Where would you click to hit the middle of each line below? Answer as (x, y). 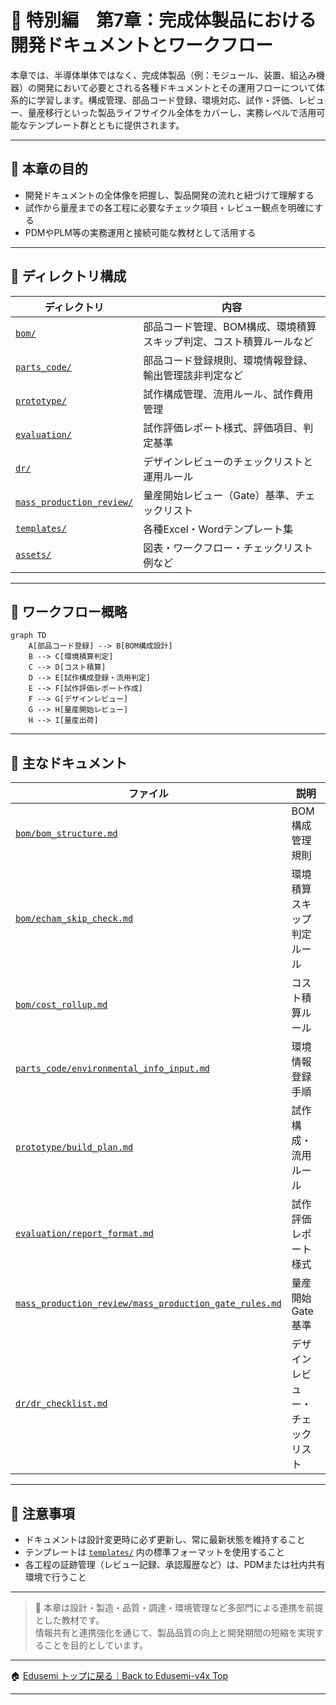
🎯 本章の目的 (49, 169)
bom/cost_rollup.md (61, 1005)
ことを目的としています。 (95, 1645)
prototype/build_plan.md (74, 1147)
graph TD (28, 636)
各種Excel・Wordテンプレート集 (218, 529)
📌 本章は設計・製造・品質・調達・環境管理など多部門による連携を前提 (179, 1607)
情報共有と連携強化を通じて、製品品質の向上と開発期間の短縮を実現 (175, 1632)
